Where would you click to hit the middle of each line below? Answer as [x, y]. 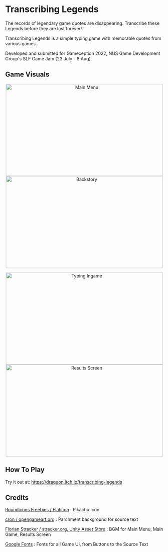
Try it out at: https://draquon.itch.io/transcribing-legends [64, 482]
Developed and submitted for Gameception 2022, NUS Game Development [83, 53]
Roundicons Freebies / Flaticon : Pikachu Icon [52, 510]
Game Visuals [27, 75]
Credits [17, 497]
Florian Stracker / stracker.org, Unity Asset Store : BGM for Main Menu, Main [84, 529]
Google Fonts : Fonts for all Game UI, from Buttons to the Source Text [77, 544]
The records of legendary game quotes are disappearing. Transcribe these [82, 23]
